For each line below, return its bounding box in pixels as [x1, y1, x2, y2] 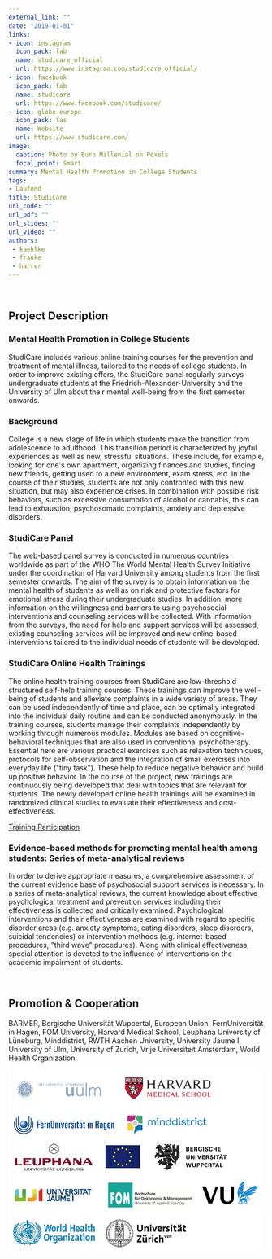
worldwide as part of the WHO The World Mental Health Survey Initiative [8, 559, 251, 569]
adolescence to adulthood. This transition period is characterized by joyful [8, 442, 257, 452]
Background [8, 415, 58, 427]
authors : [8, 236, 38, 244]
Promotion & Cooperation [8, 997, 140, 1011]
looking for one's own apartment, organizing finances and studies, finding [8, 460, 256, 470]
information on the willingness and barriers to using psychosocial [8, 603, 227, 612]
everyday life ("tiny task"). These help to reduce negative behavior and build [8, 762, 264, 773]
